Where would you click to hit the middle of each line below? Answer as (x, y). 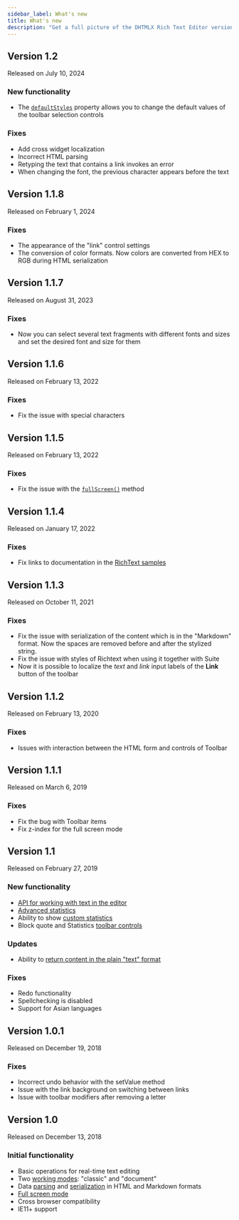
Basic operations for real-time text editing (79, 1171)
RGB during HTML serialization (63, 260)
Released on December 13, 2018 (54, 1137)
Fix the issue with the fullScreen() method (81, 489)
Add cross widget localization (61, 149)
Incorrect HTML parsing (53, 156)
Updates (22, 944)
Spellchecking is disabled (55, 1001)
